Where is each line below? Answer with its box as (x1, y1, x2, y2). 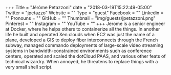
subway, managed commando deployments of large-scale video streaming (5, 42, 163, 48)
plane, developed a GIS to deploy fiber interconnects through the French (5, 37, 158, 43)
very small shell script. (5, 64, 53, 70)
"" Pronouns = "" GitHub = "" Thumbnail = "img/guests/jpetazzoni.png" (5, 15, 156, 21)
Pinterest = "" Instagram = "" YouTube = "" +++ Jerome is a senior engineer (5, 20, 165, 27)
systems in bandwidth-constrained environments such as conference (5, 48, 152, 54)
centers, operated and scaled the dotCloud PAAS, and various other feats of (5, 53, 166, 59)
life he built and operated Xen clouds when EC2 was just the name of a (5, 32, 155, 37)
